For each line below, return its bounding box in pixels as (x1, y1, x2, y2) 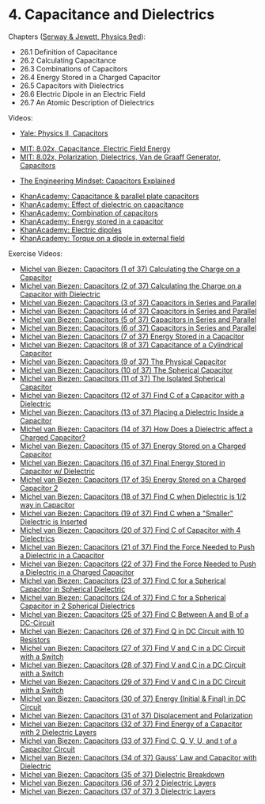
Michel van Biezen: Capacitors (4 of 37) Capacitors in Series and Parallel (19, 306, 257, 316)
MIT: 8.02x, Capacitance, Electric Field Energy (19, 144, 171, 153)
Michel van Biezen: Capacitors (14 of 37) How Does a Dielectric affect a (19, 424, 253, 434)
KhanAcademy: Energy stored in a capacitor (19, 216, 164, 226)
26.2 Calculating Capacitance (19, 56, 116, 65)
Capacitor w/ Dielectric (19, 466, 95, 476)
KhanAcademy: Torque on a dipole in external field (19, 233, 185, 243)
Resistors (19, 634, 51, 644)
